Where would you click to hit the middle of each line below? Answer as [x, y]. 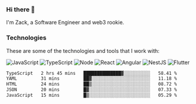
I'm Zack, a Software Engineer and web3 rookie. [65, 23]
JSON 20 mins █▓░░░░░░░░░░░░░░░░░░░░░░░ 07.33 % [92, 90]
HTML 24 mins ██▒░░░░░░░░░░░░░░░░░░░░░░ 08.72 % [92, 84]
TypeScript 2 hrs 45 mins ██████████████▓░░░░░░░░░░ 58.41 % [92, 73]
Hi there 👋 [21, 10]
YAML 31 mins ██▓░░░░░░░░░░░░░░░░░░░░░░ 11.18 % [92, 79]
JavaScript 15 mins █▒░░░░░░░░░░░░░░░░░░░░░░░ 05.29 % [92, 95]
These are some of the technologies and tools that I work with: [83, 51]
